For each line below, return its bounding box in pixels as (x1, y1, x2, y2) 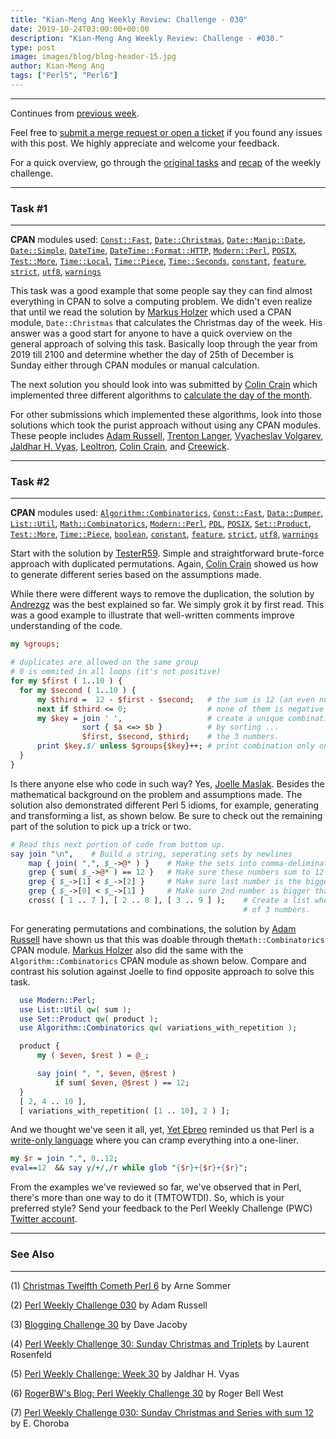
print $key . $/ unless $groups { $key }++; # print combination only (36, 741, 315, 751)
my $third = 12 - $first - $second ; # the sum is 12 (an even (36, 694, 315, 705)
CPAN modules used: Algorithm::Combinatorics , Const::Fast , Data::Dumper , (10, 507, 324, 519)
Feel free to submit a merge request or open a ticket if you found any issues (10, 126, 323, 138)
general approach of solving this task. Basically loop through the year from (10, 338, 318, 350)
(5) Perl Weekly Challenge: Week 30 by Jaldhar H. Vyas (10, 1367, 240, 1380)
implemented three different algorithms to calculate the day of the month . (10, 389, 313, 401)
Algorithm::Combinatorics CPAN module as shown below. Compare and (10, 954, 307, 966)
